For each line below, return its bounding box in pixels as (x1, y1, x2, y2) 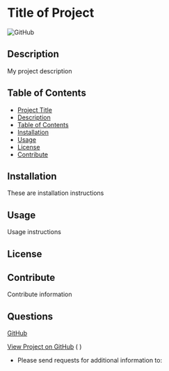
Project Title (17, 106, 52, 114)
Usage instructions (7, 228, 61, 236)
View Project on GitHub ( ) (7, 342, 82, 351)
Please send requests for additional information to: (17, 356, 162, 365)
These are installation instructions (7, 189, 104, 197)
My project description (7, 66, 72, 75)
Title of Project (7, 5, 95, 21)
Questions (7, 310, 54, 322)
